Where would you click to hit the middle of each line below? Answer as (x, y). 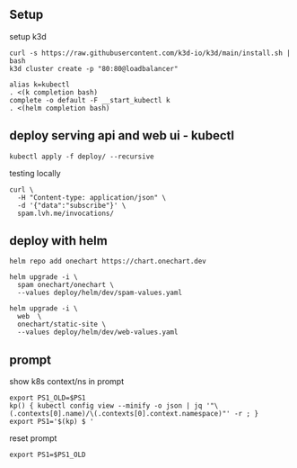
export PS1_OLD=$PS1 (48, 398)
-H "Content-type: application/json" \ (92, 197)
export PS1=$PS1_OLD (48, 455)
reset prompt (33, 438)
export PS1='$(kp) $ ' (52, 422)
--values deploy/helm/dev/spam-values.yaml (100, 293)
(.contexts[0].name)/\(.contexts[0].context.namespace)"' (120, 414)
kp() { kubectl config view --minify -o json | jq (106, 406)
